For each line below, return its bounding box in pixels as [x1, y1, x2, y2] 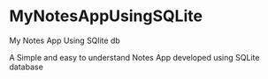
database [9, 61, 44, 72]
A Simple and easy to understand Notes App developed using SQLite [9, 52, 260, 62]
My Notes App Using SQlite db [9, 35, 121, 46]
